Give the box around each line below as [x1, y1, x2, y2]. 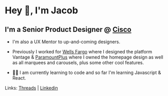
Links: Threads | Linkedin [5, 85, 58, 91]
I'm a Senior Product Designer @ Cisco [5, 25, 132, 34]
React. [12, 75, 26, 81]
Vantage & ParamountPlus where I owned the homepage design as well [12, 54, 163, 60]
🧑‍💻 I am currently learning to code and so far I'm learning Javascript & [12, 69, 161, 75]
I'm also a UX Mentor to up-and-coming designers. [12, 39, 121, 45]
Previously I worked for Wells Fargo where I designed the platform [12, 49, 153, 54]
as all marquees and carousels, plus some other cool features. [12, 60, 144, 66]
